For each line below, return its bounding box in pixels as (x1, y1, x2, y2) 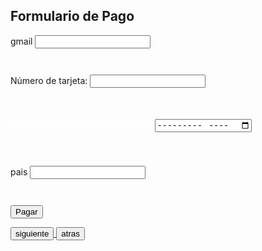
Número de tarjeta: (10, 74, 88, 86)
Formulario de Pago (10, 8, 135, 25)
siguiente (15, 228, 50, 239)
